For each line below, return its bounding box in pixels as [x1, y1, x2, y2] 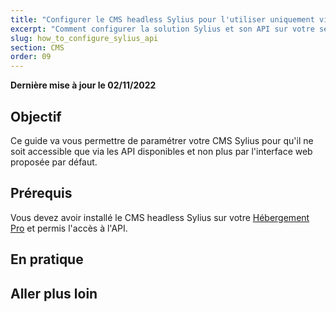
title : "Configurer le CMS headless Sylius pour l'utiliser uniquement [10, 14, 315, 25]
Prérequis [10, 185, 73, 202]
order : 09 [10, 52, 52, 62]
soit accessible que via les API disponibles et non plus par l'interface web [10, 145, 313, 157]
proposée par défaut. [10, 156, 98, 168]
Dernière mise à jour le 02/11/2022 [10, 79, 157, 91]
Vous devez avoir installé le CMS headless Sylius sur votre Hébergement [10, 211, 310, 223]
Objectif [10, 108, 62, 125]
